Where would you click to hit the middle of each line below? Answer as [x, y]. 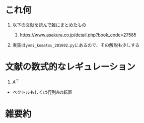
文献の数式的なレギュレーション [70, 67]
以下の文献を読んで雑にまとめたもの [49, 25]
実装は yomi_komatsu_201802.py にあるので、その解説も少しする [76, 45]
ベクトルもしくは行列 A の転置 [42, 92]
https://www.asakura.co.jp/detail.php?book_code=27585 [78, 35]
